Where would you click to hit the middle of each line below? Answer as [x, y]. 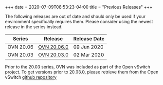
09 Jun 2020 [88, 47]
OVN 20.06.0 [54, 47]
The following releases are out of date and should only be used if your [75, 16]
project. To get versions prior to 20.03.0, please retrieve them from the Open [82, 72]
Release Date [89, 39]
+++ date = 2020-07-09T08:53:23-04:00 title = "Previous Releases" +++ [79, 7]
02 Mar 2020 [89, 55]
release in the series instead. [34, 27]
